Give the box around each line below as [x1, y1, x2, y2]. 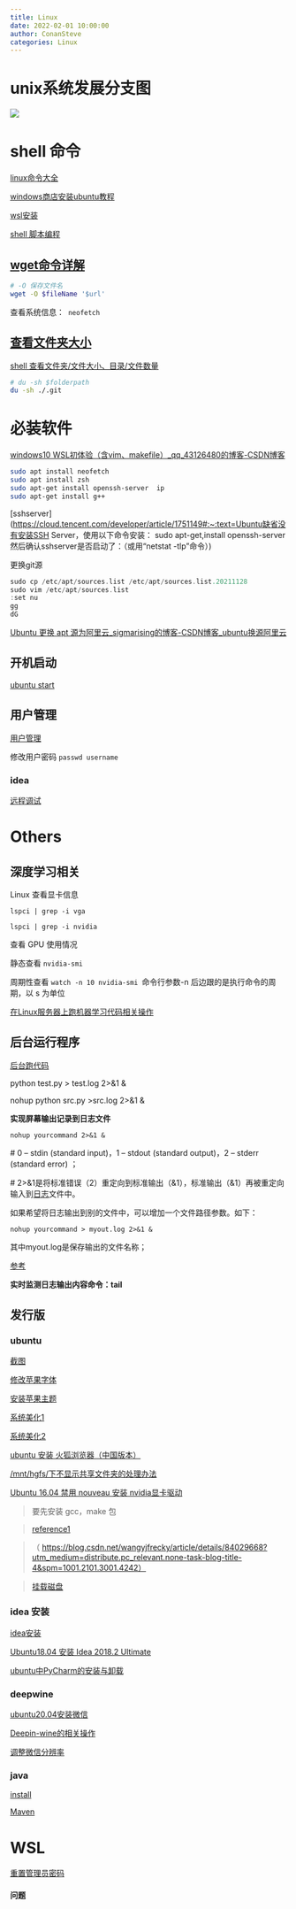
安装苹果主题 [10, 1393, 57, 1404]
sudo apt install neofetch [10, 467, 110, 476]
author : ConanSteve [10, 29, 82, 38]
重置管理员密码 [10, 1868, 65, 1879]
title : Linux [10, 12, 58, 22]
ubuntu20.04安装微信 [10, 1709, 88, 1720]
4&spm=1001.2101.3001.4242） [31, 1563, 147, 1574]
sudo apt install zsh [10, 475, 90, 485]
